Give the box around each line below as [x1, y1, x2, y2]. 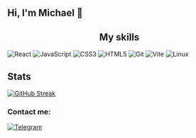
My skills [99, 31, 140, 43]
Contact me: [7, 107, 51, 117]
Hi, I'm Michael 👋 [7, 7, 83, 19]
